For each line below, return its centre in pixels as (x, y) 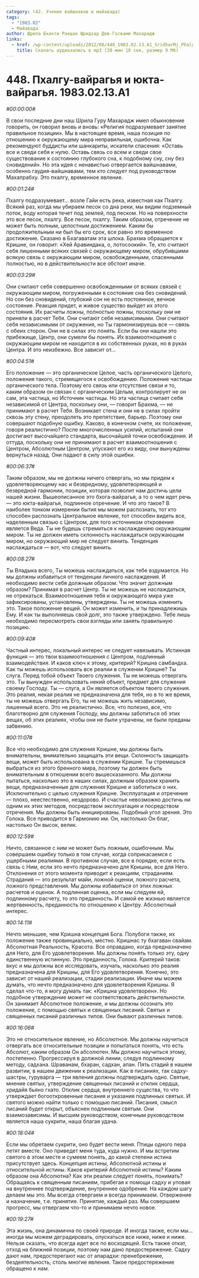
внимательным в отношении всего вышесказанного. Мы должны (89, 774)
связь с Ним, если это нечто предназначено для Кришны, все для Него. (98, 867)
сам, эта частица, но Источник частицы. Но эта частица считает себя (95, 398)
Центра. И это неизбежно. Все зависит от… (61, 350)
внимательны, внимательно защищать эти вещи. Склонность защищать (97, 755)
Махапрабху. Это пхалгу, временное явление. (65, 177)
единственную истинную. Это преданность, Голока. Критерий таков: (94, 959)
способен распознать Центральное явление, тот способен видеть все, (96, 515)
